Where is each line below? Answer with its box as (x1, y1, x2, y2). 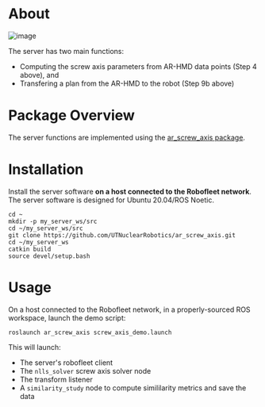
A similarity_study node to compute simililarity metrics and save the (19, 382, 247, 393)
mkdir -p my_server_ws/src (8, 217, 98, 225)
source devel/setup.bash (8, 251, 90, 260)
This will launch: (8, 342, 61, 351)
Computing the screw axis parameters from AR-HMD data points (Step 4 (19, 61, 258, 71)
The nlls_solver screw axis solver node (19, 366, 152, 375)
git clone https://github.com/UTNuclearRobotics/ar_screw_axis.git (8, 231, 236, 239)
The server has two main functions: (8, 46, 125, 56)
